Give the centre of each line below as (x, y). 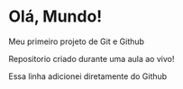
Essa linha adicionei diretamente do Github (88, 76)
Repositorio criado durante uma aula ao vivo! (91, 58)
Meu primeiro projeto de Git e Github (77, 41)
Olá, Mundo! (55, 17)
